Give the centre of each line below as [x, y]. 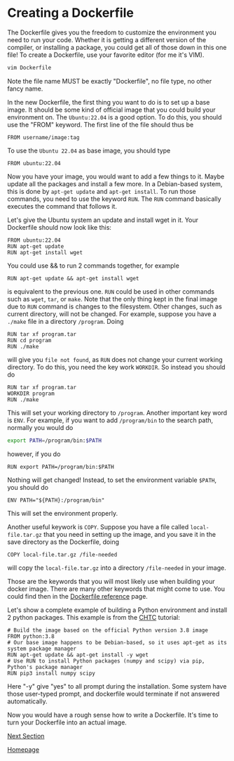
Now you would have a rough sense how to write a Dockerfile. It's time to [113, 715]
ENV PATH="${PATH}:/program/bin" [56, 500]
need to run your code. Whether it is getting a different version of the [107, 39]
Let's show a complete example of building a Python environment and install [117, 610]
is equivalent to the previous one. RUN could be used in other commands [111, 291]
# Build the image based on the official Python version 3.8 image [108, 630]
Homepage [23, 749]
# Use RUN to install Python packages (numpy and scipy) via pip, [106, 661]
